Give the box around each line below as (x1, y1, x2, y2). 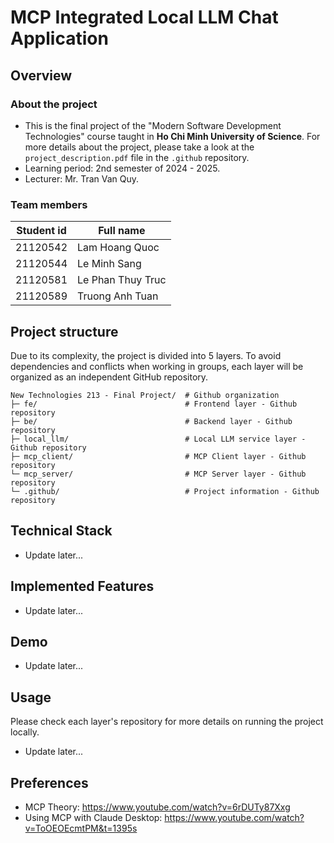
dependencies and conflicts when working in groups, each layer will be (10, 360, 304, 372)
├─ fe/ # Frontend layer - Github (10, 399, 298, 409)
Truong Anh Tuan (77, 289, 159, 303)
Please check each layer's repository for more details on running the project (10, 716, 324, 728)
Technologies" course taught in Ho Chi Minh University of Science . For (24, 130, 321, 142)
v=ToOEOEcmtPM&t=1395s (24, 822, 138, 835)
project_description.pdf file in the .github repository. (24, 151, 250, 163)
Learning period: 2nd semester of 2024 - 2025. (24, 162, 221, 174)
